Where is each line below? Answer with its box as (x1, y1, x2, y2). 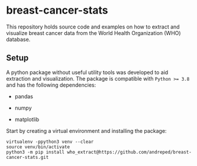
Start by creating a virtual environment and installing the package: (6, 127, 167, 134)
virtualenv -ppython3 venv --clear (6, 139, 94, 145)
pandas (14, 92, 34, 100)
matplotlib (14, 116, 40, 123)
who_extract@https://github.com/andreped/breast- (67, 149, 192, 155)
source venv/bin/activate (6, 143, 70, 150)
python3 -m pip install (6, 149, 65, 155)
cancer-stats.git (6, 154, 49, 160)
